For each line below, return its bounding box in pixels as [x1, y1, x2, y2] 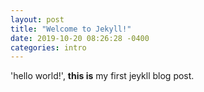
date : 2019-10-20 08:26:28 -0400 [10, 33, 150, 43]
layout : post [10, 14, 65, 25]
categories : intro [10, 42, 87, 53]
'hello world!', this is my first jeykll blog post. [10, 70, 195, 82]
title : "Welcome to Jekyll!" [10, 24, 132, 34]
